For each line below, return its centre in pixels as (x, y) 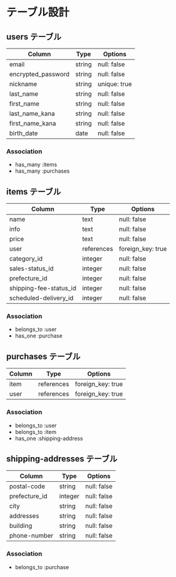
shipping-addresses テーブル (62, 459)
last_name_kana (32, 114)
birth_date (24, 133)
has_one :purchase (39, 336)
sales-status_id (31, 268)
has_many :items (36, 165)
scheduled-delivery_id (41, 298)
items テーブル (34, 192)
